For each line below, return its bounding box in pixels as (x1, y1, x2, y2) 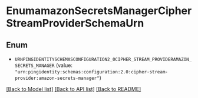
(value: (55, 62, 72, 69)
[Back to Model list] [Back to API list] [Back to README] (6, 86, 141, 92)
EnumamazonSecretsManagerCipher (6, 4, 192, 18)
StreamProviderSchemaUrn (6, 16, 144, 30)
